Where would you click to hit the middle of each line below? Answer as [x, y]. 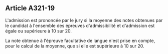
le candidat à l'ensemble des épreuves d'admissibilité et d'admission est [80, 25]
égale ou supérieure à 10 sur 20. [38, 31]
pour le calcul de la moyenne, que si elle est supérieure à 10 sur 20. [75, 46]
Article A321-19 [30, 8]
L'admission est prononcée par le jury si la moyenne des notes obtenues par [84, 20]
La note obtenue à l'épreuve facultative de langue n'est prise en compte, [80, 40]
